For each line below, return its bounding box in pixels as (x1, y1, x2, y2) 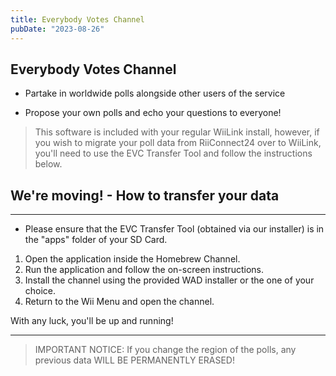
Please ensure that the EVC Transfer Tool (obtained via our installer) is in (24, 223, 325, 235)
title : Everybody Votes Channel (10, 14, 145, 25)
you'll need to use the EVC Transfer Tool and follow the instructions (34, 147, 313, 160)
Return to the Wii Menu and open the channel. (24, 296, 215, 308)
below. (34, 158, 63, 170)
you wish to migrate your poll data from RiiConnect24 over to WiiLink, (34, 137, 322, 149)
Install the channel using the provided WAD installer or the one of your (24, 274, 315, 286)
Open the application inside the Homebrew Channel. (24, 253, 241, 265)
